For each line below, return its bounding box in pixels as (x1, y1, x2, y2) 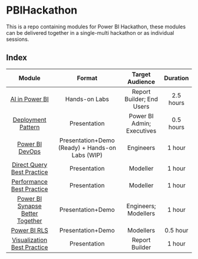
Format (77, 74, 98, 82)
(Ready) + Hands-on (58, 143, 117, 152)
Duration (164, 74, 189, 82)
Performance (11, 178, 48, 186)
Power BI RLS (11, 226, 48, 234)
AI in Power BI (10, 95, 49, 103)
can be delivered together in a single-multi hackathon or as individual (6, 29, 174, 36)
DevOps (18, 147, 41, 155)
